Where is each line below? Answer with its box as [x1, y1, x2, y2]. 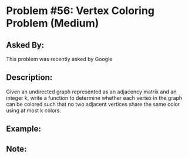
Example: [6, 124, 41, 134]
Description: [6, 72, 53, 83]
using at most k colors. [6, 107, 62, 114]
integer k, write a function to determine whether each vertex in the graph [6, 94, 183, 101]
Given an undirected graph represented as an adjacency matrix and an [6, 88, 177, 95]
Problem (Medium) [6, 16, 99, 30]
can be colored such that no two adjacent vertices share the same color [6, 100, 180, 107]
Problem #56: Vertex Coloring [6, 4, 155, 18]
